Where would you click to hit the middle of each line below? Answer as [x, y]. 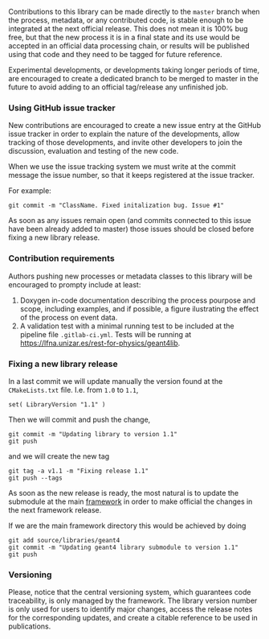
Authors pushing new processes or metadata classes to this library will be [130, 276]
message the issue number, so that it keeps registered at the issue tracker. [132, 175]
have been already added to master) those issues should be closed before [131, 229]
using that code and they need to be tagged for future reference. [115, 54]
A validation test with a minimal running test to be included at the [127, 326]
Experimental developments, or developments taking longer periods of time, [134, 70]
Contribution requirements [61, 258]
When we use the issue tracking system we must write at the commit [122, 167]
